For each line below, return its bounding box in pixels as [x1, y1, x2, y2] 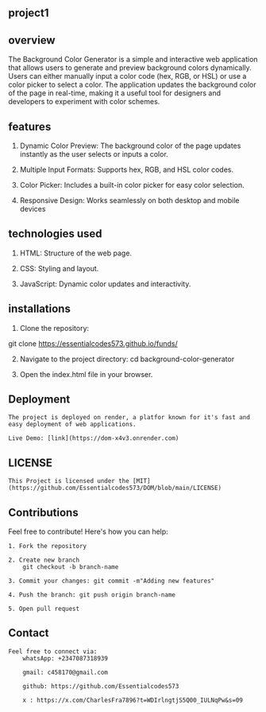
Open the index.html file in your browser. [19, 369, 153, 379]
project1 [8, 6, 49, 20]
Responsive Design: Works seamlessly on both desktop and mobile [19, 196, 240, 205]
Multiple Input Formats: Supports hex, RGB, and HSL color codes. [19, 165, 234, 174]
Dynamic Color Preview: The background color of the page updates [19, 141, 241, 150]
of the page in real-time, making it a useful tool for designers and [8, 88, 221, 98]
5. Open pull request [8, 605, 80, 613]
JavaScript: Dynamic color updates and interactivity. [19, 278, 191, 289]
